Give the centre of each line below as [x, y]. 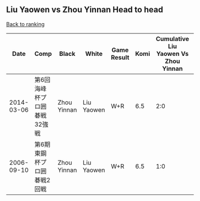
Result [120, 57]
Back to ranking [25, 24]
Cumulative [172, 39]
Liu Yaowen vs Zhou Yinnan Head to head [85, 10]
